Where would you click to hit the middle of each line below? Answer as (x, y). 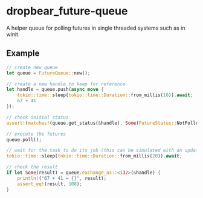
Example (23, 54)
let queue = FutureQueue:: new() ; (48, 73)
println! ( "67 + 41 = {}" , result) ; (62, 178)
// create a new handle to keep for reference (66, 84)
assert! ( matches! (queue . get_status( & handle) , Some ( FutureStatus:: (92, 123)
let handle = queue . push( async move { (55, 90)
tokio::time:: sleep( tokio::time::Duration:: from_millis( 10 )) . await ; (105, 95)
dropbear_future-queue (67, 11)
